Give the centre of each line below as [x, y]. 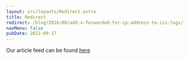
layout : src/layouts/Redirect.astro [51, 12]
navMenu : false [25, 28]
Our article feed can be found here [48, 50]
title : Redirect [26, 17]
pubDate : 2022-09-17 [32, 34]
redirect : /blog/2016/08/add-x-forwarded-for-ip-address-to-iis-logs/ [95, 22]
